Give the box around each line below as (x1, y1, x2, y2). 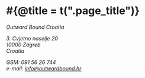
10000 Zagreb (6, 41, 41, 48)
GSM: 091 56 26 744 (6, 59, 56, 66)
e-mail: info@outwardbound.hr (6, 65, 82, 72)
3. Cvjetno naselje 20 (6, 35, 58, 42)
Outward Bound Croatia (6, 23, 65, 30)
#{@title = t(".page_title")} (6, 4, 140, 18)
